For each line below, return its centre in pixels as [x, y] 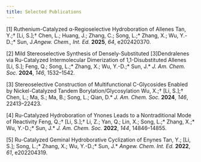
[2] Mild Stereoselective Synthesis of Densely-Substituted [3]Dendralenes [98, 53]
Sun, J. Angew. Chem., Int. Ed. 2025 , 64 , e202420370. [84, 42]
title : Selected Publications [44, 12]
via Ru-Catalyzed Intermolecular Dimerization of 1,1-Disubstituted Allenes [96, 60]
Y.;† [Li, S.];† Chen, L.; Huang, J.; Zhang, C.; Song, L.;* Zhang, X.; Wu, [92, 35]
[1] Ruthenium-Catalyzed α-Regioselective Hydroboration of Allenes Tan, [96, 29]
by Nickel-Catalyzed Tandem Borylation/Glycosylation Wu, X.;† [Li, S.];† [95, 90]
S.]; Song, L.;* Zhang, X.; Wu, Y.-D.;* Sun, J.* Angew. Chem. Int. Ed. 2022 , [98, 146]
